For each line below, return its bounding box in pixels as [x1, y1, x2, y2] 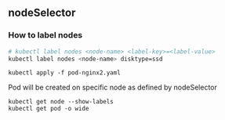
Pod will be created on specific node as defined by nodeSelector [8, 82, 218, 93]
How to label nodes [8, 30, 83, 41]
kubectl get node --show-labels [8, 98, 114, 106]
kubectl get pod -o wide [8, 105, 89, 113]
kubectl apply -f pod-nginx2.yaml [8, 69, 122, 77]
